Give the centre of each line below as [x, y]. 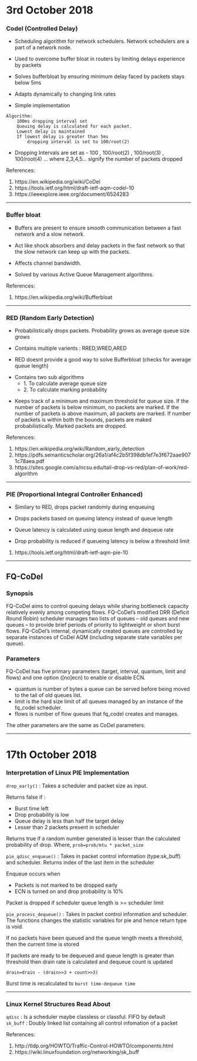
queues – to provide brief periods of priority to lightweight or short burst [93, 625]
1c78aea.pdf [30, 461]
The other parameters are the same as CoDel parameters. [76, 725]
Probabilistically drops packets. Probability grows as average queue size [102, 331]
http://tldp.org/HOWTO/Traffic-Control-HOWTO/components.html [94, 1046]
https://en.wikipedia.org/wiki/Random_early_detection [79, 449]
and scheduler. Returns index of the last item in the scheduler [80, 862]
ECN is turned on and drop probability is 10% [69, 891]
